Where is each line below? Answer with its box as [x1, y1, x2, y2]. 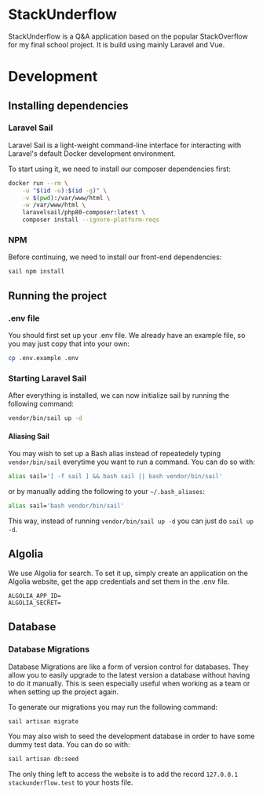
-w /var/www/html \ [22, 201, 86, 210]
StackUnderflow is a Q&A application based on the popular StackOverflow [8, 32, 249, 41]
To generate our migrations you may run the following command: [8, 702, 218, 711]
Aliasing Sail [8, 431, 49, 440]
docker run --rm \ [8, 179, 68, 187]
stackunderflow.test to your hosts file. [8, 778, 133, 787]
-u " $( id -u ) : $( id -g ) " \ [22, 187, 108, 195]
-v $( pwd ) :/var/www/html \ [22, 194, 111, 202]
